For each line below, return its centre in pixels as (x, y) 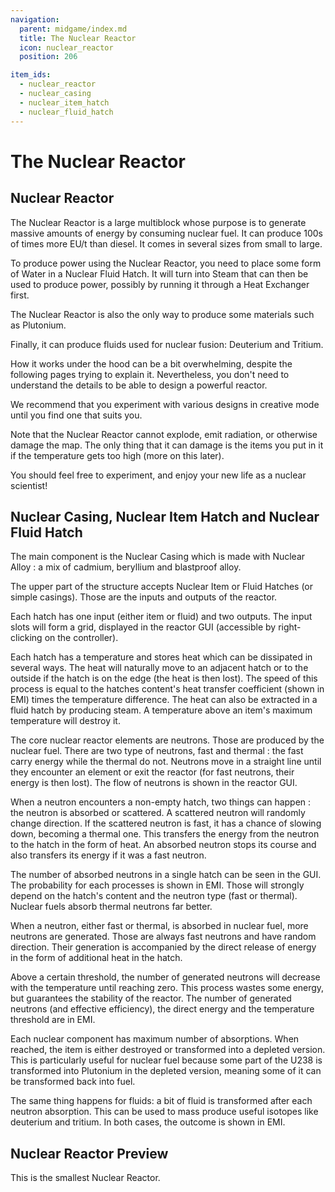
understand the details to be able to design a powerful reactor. (139, 385)
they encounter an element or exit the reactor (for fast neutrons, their (152, 772)
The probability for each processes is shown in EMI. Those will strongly (157, 885)
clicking (26, 638)
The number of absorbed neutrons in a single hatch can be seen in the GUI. (166, 875)
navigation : (35, 19)
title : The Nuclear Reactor (78, 38)
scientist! (29, 485)
